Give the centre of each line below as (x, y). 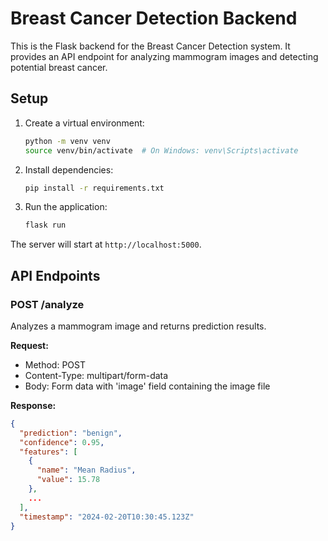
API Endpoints (55, 275)
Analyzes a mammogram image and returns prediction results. (138, 326)
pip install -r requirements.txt (94, 188)
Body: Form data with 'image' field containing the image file (147, 386)
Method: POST (55, 364)
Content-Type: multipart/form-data (96, 375)
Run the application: (66, 207)
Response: (33, 405)
